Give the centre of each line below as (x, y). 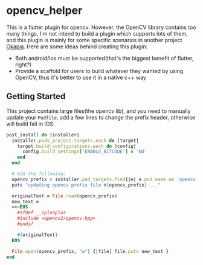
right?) (23, 65)
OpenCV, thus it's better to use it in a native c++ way (81, 77)
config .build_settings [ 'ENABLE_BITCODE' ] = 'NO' (85, 152)
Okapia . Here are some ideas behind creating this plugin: (77, 46)
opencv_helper (44, 11)
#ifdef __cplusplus (42, 213)
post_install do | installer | (43, 135)
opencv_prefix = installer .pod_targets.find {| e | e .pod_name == (93, 179)
